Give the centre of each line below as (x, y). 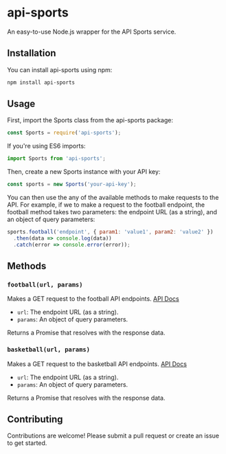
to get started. (27, 443)
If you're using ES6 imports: (46, 146)
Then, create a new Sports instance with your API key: (84, 172)
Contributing (35, 419)
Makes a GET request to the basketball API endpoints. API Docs (97, 364)
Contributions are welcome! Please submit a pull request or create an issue (113, 436)
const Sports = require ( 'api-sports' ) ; (64, 133)
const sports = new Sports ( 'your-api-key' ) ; (72, 184)
